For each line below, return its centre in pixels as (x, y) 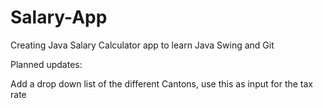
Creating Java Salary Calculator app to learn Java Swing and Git (142, 45)
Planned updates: (46, 64)
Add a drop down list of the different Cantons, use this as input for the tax (161, 83)
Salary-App (59, 17)
